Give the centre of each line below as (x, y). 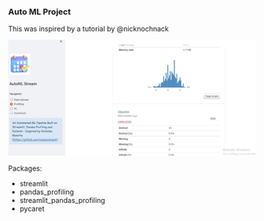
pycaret (32, 209)
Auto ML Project (40, 12)
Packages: (25, 168)
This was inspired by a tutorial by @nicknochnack (88, 29)
